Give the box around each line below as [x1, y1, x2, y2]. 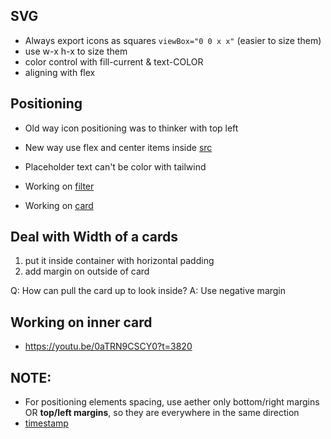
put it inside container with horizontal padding [24, 255, 215, 267]
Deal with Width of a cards [10, 229, 179, 246]
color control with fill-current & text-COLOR [24, 55, 204, 68]
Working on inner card [10, 314, 153, 331]
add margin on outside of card [24, 265, 150, 278]
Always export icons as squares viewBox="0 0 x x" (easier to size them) [24, 34, 322, 46]
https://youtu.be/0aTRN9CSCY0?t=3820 [24, 340, 193, 353]
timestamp [24, 417, 69, 429]
